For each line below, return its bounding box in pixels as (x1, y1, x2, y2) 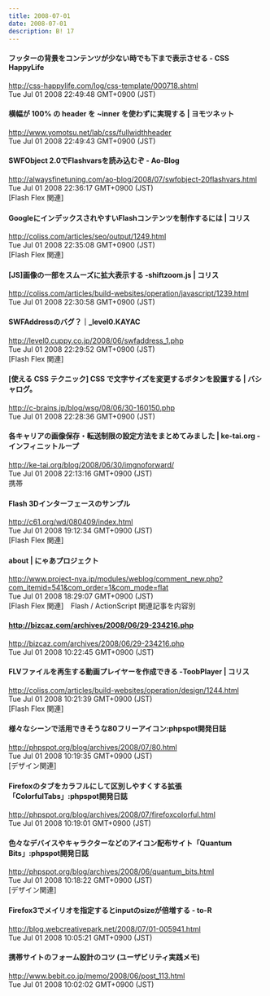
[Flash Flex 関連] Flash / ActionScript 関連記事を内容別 (8, 601, 196, 611)
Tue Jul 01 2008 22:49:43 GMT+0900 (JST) (8, 136, 156, 146)
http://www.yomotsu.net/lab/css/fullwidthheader (8, 127, 172, 137)
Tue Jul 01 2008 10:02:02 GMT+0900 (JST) (8, 979, 155, 989)
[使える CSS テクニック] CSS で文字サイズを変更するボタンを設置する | (8, 374, 246, 384)
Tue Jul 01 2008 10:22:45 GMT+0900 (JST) (8, 647, 155, 656)
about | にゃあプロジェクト (8, 555, 99, 565)
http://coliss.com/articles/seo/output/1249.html (8, 231, 167, 241)
